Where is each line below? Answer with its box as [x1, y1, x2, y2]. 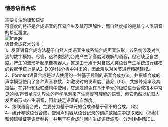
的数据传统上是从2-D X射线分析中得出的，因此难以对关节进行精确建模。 [5, 66, 153, 72]
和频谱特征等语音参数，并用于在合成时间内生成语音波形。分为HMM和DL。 [5, 116, 158, 122]
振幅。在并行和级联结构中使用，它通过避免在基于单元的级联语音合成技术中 [5, 85, 158, 91]
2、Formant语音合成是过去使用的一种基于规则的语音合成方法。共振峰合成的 [5, 72, 161, 78]
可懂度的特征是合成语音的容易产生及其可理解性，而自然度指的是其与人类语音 [5, 23, 163, 29]
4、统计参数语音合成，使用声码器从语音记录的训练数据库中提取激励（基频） [5, 110, 161, 116]
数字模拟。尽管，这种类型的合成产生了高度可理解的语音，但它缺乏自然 [13, 54, 158, 60]
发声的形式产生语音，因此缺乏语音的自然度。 [5, 97, 97, 103]
